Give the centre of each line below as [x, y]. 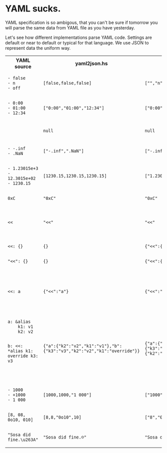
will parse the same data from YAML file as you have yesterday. [70, 27]
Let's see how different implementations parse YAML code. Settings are [79, 37]
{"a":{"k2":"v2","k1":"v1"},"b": [83, 346]
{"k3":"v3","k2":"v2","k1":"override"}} [91, 351]
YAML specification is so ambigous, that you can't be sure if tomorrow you [82, 22]
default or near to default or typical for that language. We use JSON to [77, 42]
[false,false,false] [67, 83]
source [23, 66]
